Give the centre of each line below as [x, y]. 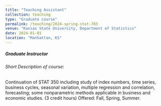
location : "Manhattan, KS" [34, 38]
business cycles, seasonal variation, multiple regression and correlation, [80, 87]
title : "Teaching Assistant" [36, 10]
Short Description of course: [35, 66]
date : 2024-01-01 [23, 33]
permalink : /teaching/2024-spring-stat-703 [52, 24]
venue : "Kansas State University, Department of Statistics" [71, 29]
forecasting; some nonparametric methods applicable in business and [78, 93]
